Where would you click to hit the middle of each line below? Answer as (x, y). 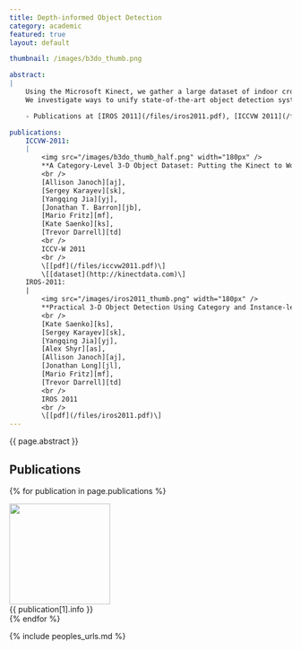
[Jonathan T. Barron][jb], (92, 207)
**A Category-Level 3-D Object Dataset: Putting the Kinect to (162, 166)
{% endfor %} (35, 619)
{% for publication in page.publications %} (88, 490)
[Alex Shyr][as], (73, 349)
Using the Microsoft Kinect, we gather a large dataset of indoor (152, 91)
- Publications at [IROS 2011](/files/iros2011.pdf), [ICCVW (142, 116)
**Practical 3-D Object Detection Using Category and (144, 308)
